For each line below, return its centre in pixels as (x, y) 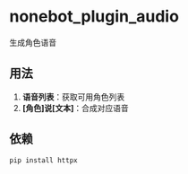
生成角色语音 (33, 42)
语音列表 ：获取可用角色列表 (73, 97)
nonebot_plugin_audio (94, 17)
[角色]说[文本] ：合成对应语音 (75, 108)
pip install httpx (43, 160)
